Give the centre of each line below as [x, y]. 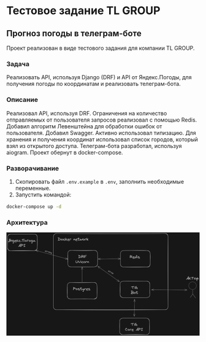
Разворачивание [33, 168]
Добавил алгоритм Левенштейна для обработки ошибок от [84, 126]
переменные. [33, 188]
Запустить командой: [43, 195]
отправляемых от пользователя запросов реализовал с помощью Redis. [102, 120]
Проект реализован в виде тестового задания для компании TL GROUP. [101, 48]
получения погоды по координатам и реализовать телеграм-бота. [93, 84]
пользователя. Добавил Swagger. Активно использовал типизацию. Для [101, 133]
